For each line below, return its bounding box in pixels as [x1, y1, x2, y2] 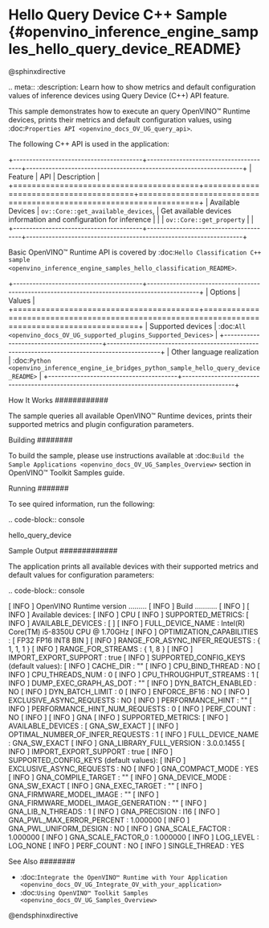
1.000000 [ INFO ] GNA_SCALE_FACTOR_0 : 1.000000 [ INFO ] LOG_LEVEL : [8, 832, 259, 842]
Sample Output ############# [8, 545, 118, 555]
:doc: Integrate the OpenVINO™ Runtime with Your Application [19, 872, 228, 881]
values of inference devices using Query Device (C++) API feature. [8, 90, 230, 100]
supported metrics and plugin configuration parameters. [8, 419, 194, 429]
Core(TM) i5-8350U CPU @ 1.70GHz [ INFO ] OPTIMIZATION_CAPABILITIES [8, 627, 259, 636]
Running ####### [8, 483, 70, 493]
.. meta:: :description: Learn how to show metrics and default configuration [8, 82, 256, 92]
